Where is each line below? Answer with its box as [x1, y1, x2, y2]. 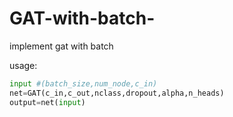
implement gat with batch [9, 40, 114, 52]
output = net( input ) [9, 97, 86, 107]
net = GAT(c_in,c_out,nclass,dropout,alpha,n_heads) [9, 88, 225, 98]
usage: [9, 59, 38, 71]
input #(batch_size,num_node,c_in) [9, 78, 158, 89]
